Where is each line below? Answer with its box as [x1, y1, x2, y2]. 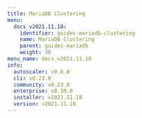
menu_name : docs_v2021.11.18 [7, 56, 92, 62]
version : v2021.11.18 [13, 101, 77, 108]
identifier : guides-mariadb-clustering [19, 29, 136, 37]
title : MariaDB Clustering [7, 10, 86, 17]
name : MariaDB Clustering [19, 36, 95, 43]
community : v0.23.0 [13, 81, 70, 88]
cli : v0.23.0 [13, 74, 52, 82]
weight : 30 [19, 49, 52, 56]
